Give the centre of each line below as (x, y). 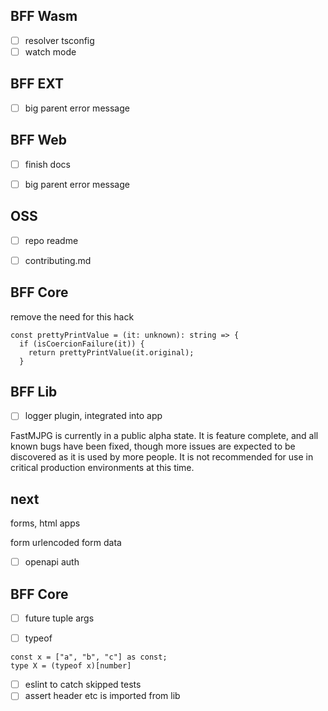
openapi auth (52, 562)
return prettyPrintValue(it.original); (111, 352)
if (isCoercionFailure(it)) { (82, 344)
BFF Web (39, 140)
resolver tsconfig (59, 40)
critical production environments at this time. (102, 468)
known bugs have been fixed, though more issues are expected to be (153, 446)
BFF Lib (34, 391)
